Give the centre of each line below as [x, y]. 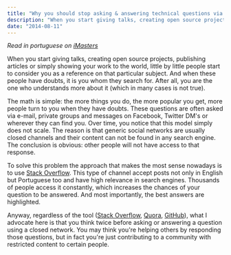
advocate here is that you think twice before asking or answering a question [114, 223]
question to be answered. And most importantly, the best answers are [106, 195]
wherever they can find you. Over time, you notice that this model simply [110, 123]
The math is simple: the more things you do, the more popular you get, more [115, 101]
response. [21, 152]
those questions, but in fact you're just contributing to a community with [109, 237]
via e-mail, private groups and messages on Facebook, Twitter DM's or [108, 116]
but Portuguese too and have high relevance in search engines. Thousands [113, 180]
